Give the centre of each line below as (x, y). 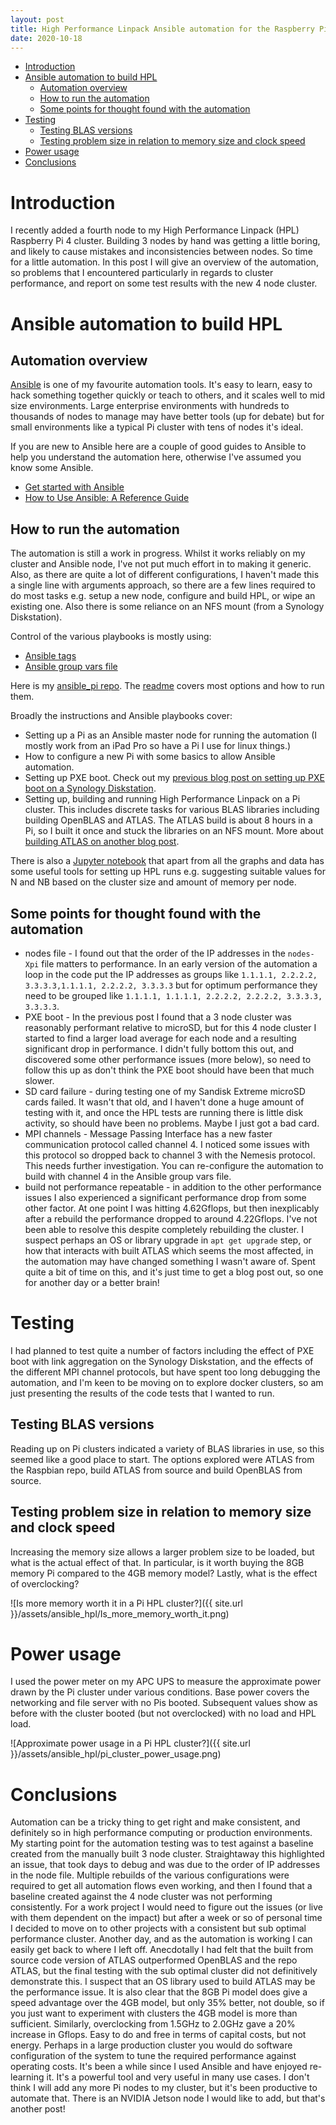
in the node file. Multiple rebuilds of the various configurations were (150, 1875)
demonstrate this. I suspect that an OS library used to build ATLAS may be (163, 1982)
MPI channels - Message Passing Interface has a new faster (148, 1133)
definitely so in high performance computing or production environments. (161, 1833)
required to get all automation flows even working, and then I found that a (161, 1886)
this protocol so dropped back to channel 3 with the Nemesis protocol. (170, 1155)
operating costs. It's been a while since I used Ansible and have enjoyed (159, 2067)
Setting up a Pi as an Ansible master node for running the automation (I (170, 735)
